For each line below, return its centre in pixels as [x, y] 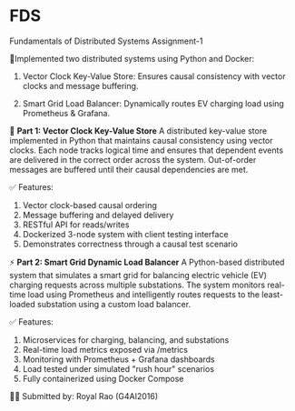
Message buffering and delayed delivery [98, 215]
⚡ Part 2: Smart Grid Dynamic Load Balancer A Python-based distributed [147, 262]
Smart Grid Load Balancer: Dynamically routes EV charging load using [153, 103]
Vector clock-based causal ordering [89, 205]
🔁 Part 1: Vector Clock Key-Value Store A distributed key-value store [138, 130]
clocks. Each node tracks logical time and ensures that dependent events [147, 150]
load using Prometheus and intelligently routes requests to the [144, 294]
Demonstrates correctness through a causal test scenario [130, 244]
